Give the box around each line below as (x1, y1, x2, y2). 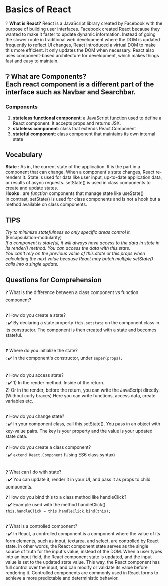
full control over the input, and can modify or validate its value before (5, 564, 148, 571)
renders (5, 174, 22, 180)
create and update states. (5, 185, 59, 191)
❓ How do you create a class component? (5, 444, 91, 450)
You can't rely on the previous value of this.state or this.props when (5, 250, 145, 257)
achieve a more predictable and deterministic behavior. (5, 575, 119, 581)
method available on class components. (5, 201, 87, 207)
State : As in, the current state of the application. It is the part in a (5, 164, 140, 170)
